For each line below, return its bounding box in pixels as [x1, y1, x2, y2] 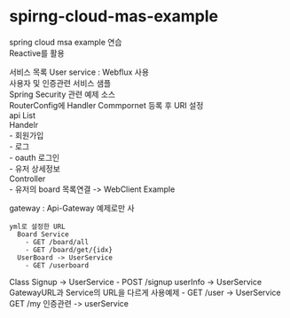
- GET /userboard [25, 260, 90, 270]
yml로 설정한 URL [9, 222, 67, 231]
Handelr [9, 119, 38, 130]
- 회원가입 [9, 130, 44, 140]
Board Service [17, 229, 69, 239]
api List [9, 109, 36, 121]
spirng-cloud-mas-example [9, 6, 219, 27]
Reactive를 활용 [9, 47, 65, 59]
